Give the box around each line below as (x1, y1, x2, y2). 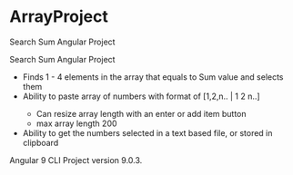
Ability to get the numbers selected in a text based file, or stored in (22, 127, 273, 138)
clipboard (22, 137, 59, 148)
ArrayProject (9, 6, 109, 27)
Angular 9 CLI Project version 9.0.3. (9, 154, 143, 165)
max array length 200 (35, 118, 117, 129)
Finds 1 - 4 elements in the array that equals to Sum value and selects (22, 71, 284, 83)
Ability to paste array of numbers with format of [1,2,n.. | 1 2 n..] (22, 91, 261, 102)
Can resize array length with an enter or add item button (35, 108, 248, 119)
